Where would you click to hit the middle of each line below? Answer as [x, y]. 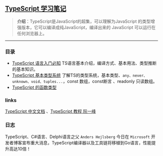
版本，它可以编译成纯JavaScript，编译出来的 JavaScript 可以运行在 [89, 27]
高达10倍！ [20, 149]
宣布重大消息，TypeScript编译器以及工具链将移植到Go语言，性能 [87, 142]
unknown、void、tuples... [37, 82]
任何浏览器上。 [32, 33]
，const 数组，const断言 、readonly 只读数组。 [110, 81]
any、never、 [135, 76]
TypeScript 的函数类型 [34, 87]
